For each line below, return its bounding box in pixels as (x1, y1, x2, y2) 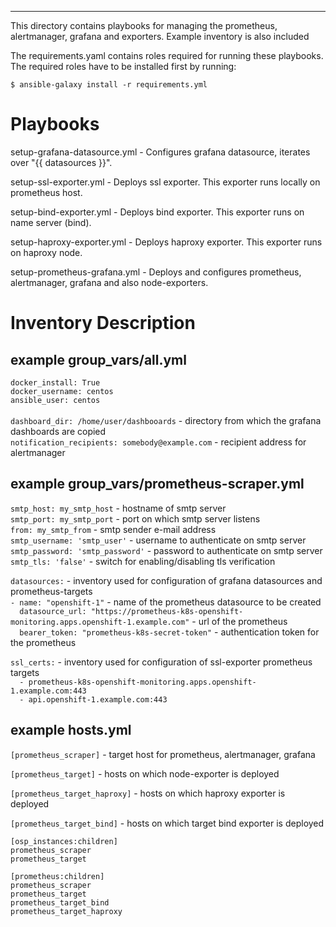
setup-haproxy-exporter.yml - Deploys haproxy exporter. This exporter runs (10, 236, 323, 248)
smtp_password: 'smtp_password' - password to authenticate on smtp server (10, 544, 323, 556)
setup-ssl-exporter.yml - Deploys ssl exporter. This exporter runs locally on (10, 176, 321, 188)
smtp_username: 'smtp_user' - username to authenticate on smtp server (10, 534, 307, 546)
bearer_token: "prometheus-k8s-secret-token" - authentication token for (19, 626, 320, 638)
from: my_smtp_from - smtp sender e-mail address (10, 523, 217, 535)
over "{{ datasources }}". (10, 156, 113, 168)
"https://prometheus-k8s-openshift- (90, 606, 244, 616)
